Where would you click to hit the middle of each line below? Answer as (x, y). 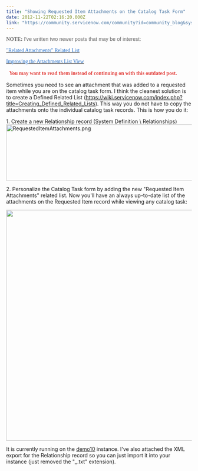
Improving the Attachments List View (45, 62)
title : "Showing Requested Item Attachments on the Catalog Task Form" (96, 12)
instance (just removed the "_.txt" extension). (61, 462)
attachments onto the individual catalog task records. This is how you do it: (97, 110)
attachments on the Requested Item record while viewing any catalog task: (97, 202)
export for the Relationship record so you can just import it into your (88, 456)
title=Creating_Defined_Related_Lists (51, 104)
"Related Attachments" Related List (43, 51)
